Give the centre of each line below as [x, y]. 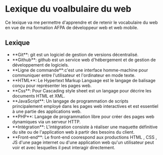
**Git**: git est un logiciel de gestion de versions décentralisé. [75, 54]
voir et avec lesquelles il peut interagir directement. [64, 147]
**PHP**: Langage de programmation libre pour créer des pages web [83, 116]
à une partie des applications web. [47, 111]
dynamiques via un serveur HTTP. [46, 121]
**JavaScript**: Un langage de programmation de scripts [70, 101]
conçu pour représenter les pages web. [52, 86]
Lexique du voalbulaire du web [68, 9]
